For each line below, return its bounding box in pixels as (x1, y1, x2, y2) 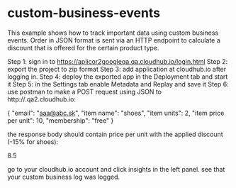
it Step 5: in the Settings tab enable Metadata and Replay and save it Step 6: (7, 79, 229, 88)
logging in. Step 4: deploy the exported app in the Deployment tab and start (7, 72, 228, 81)
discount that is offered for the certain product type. (7, 43, 159, 52)
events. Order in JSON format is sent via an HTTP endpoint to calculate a (7, 35, 221, 44)
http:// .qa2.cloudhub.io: (7, 94, 77, 104)
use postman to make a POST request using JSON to (7, 87, 162, 96)
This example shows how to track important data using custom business (7, 28, 218, 37)
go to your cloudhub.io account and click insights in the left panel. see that (7, 165, 225, 173)
